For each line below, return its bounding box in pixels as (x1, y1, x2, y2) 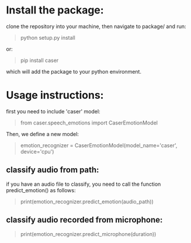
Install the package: (6, 4, 104, 17)
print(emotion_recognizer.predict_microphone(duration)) (20, 230, 157, 237)
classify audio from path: (6, 165, 99, 175)
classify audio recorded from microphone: (6, 215, 163, 225)
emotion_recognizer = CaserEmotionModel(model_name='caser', (20, 141, 178, 149)
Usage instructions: (6, 89, 104, 102)
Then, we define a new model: (6, 130, 79, 137)
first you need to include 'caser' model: (6, 107, 100, 114)
